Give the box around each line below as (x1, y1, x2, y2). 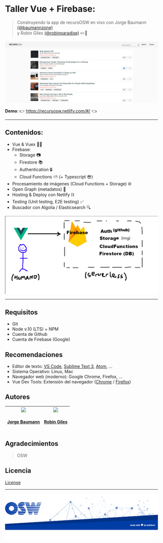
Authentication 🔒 (19, 166, 53, 172)
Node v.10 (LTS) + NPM (12, 326, 59, 332)
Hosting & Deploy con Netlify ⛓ (12, 192, 74, 197)
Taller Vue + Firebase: (5, 3, 96, 15)
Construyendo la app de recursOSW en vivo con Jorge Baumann (16, 19, 147, 25)
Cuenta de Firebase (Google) (12, 336, 70, 343)
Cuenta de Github (12, 331, 48, 337)
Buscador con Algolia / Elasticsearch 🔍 (12, 204, 91, 210)
